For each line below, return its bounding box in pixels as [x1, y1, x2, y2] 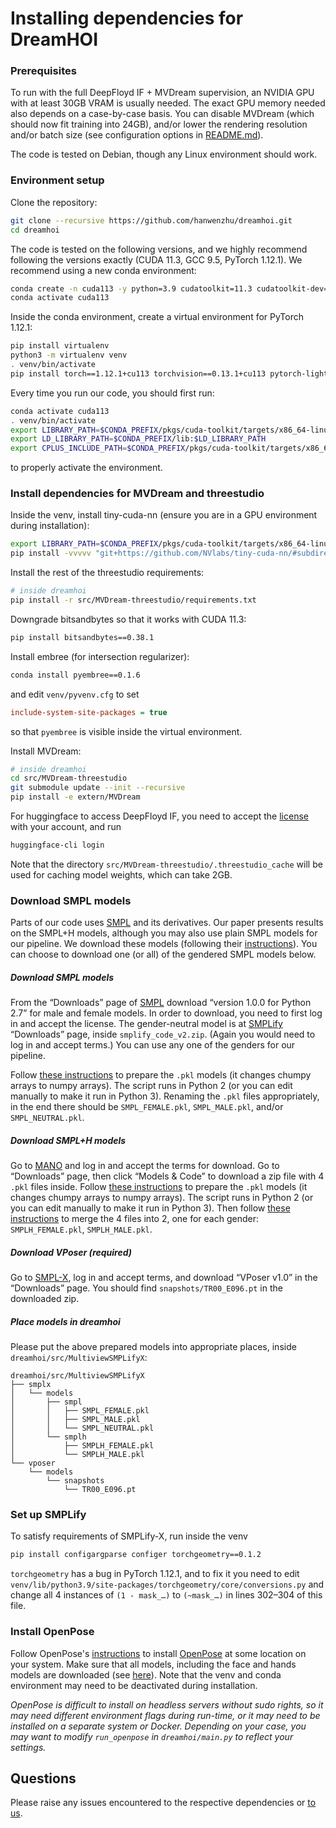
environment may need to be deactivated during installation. [10, 1679, 258, 1691]
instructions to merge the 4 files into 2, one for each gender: [10, 1213, 259, 1225]
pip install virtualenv [10, 341, 110, 351]
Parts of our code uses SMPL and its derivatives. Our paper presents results [10, 917, 324, 929]
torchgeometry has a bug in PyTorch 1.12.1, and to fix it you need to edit [10, 1568, 300, 1580]
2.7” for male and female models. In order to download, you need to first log [10, 1007, 323, 1019]
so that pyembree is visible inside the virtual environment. [10, 725, 243, 737]
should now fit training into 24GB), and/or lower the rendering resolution [10, 118, 308, 131]
